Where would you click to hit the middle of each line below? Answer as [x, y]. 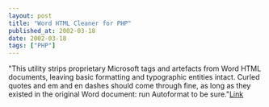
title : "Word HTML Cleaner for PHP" [70, 23]
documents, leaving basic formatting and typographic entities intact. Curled [134, 77]
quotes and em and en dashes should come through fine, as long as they [130, 86]
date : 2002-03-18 [38, 38]
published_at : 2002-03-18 [52, 31]
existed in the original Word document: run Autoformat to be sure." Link [126, 94]
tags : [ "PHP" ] [32, 46]
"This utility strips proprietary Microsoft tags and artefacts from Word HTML [135, 68]
